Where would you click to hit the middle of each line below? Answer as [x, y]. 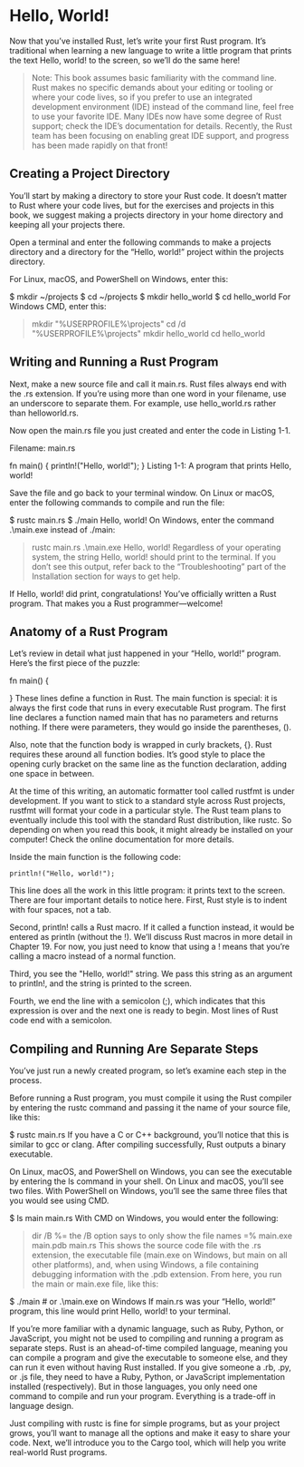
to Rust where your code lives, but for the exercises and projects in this [142, 205]
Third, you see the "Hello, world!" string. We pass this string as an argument [151, 974]
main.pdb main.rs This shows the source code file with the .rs [146, 1246]
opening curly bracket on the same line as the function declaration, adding [148, 764]
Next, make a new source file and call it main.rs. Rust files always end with [148, 384]
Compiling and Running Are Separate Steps [134, 1049]
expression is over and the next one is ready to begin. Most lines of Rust [144, 1011]
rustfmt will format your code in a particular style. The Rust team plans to [146, 811]
